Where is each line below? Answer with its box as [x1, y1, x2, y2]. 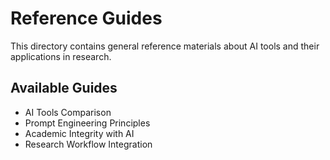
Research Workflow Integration [24, 138, 153, 150]
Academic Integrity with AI [24, 127, 135, 139]
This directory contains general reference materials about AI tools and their [10, 40, 320, 52]
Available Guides [10, 80, 118, 97]
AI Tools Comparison [24, 106, 112, 118]
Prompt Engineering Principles [24, 117, 151, 129]
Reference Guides [10, 7, 163, 30]
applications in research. [10, 50, 112, 62]
